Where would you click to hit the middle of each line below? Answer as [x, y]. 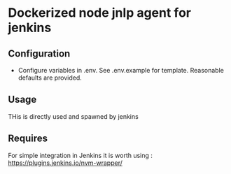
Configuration [39, 53]
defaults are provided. [50, 78]
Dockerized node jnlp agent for [100, 13]
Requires [28, 139]
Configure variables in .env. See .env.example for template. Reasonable [121, 70]
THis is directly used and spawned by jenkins [73, 116]
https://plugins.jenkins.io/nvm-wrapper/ [65, 163]
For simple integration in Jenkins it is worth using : [80, 155]
